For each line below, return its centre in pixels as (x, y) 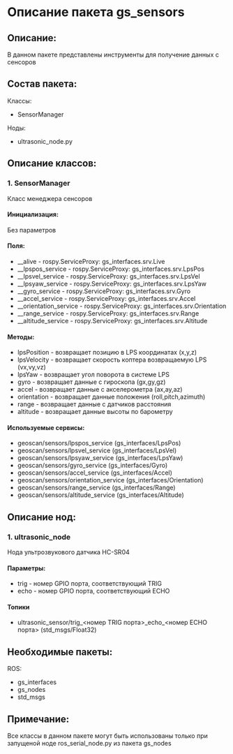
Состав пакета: (42, 84)
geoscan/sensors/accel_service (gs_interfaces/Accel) (95, 473)
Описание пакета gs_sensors (96, 12)
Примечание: (38, 719)
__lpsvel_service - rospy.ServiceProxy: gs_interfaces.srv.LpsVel (108, 276)
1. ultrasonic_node (39, 537)
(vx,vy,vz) (32, 367)
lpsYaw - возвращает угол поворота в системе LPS (93, 375)
